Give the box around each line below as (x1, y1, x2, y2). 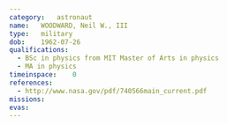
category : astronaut (9, 12, 93, 22)
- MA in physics (17, 62, 77, 71)
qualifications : (9, 46, 69, 55)
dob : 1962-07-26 (9, 37, 81, 47)
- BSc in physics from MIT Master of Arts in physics (17, 54, 219, 62)
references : (9, 78, 53, 87)
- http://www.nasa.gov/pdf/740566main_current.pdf (17, 86, 208, 95)
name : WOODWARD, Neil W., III (9, 21, 128, 30)
